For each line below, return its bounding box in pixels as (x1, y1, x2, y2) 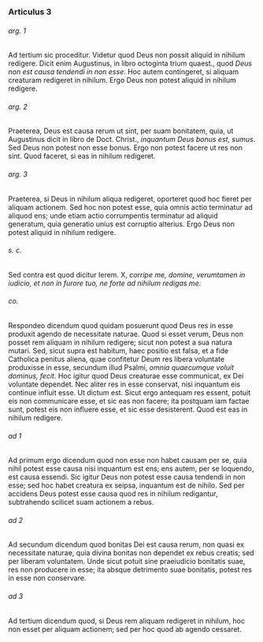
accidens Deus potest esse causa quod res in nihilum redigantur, (8, 489, 218, 498)
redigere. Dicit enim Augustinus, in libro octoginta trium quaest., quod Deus (8, 58, 253, 69)
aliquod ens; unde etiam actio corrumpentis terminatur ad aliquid (8, 211, 218, 220)
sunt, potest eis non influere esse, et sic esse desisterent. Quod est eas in (8, 405, 248, 414)
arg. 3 (8, 169, 28, 179)
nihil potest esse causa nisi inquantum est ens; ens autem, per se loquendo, (8, 464, 254, 473)
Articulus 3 (8, 6, 52, 17)
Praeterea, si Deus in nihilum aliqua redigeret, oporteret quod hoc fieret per (8, 194, 252, 203)
